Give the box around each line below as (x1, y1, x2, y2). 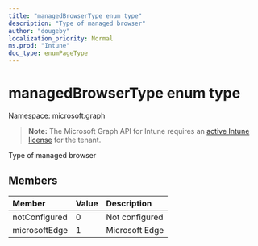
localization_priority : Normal (8, 34, 114, 43)
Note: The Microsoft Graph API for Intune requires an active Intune (27, 126, 250, 136)
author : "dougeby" (8, 27, 70, 35)
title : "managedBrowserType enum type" (8, 11, 143, 20)
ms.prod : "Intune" (8, 42, 70, 50)
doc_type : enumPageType (8, 49, 89, 57)
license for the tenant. (27, 135, 102, 144)
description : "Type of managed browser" (8, 19, 147, 27)
